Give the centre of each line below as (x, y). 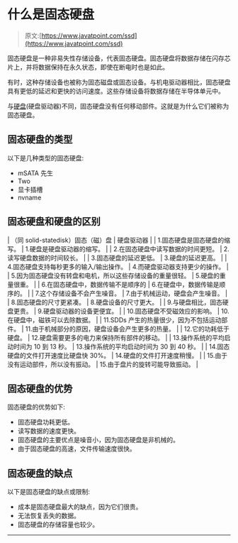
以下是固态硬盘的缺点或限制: (49, 492)
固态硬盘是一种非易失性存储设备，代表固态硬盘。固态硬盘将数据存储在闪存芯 (119, 58)
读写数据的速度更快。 (49, 431)
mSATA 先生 (35, 173)
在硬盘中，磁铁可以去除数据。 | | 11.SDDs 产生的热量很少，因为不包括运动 (114, 319)
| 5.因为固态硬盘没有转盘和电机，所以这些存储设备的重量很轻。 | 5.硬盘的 (114, 275)
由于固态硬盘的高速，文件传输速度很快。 (76, 449)
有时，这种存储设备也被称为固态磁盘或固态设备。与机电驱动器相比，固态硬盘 (119, 82)
